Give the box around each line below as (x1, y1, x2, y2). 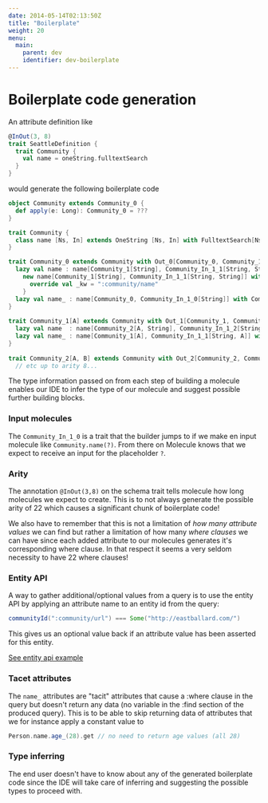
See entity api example (8, 653, 84, 663)
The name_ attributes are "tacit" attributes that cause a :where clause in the (8, 691, 254, 701)
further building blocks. (8, 393, 85, 403)
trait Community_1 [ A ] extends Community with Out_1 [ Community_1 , (8, 317, 230, 326)
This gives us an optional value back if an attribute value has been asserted (8, 629, 257, 639)
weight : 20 (8, 26, 45, 34)
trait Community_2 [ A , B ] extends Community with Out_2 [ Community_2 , (8, 354, 241, 362)
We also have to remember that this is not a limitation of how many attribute (8, 519, 258, 528)
